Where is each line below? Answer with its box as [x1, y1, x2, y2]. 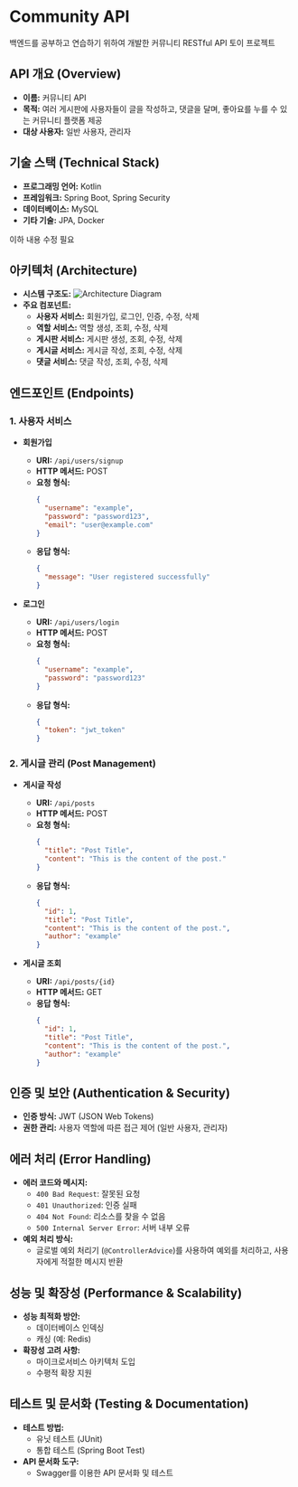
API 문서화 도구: [22, 1455, 79, 1466]
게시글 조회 [22, 958, 61, 969]
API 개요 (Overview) [9, 66, 122, 82]
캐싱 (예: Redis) [35, 1333, 92, 1344]
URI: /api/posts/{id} [35, 976, 116, 987]
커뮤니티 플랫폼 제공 [32, 115, 103, 126]
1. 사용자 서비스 [9, 414, 72, 427]
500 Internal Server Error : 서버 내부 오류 [35, 1222, 191, 1233]
